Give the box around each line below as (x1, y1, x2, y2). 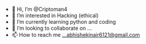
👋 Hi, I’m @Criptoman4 (11, 6, 68, 12)
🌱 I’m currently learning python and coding (11, 18, 116, 25)
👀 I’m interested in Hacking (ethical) (11, 12, 99, 19)
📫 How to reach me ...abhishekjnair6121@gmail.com (11, 32, 140, 38)
